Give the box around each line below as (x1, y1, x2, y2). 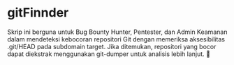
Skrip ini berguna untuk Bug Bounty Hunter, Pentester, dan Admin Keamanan (7, 28, 228, 36)
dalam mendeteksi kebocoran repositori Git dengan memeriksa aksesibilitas (7, 35, 226, 43)
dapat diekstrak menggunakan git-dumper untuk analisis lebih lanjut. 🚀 (7, 50, 211, 58)
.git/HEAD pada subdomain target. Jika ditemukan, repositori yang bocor (7, 42, 217, 50)
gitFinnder (7, 5, 69, 21)
